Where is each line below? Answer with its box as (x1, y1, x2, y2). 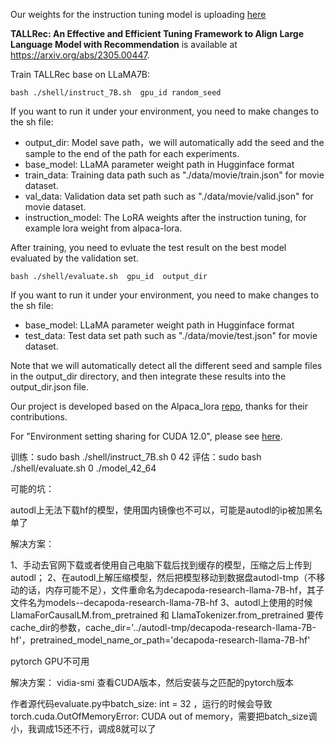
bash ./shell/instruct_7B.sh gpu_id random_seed (10, 88, 222, 98)
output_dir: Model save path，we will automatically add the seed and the (24, 137, 325, 148)
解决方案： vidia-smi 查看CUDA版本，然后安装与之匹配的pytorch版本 (10, 677, 294, 688)
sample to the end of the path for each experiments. (24, 148, 240, 159)
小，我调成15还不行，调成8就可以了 (10, 723, 157, 734)
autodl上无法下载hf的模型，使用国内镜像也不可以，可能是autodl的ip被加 (10, 504, 306, 516)
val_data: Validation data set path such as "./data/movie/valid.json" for (24, 190, 314, 202)
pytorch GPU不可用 (10, 655, 90, 667)
